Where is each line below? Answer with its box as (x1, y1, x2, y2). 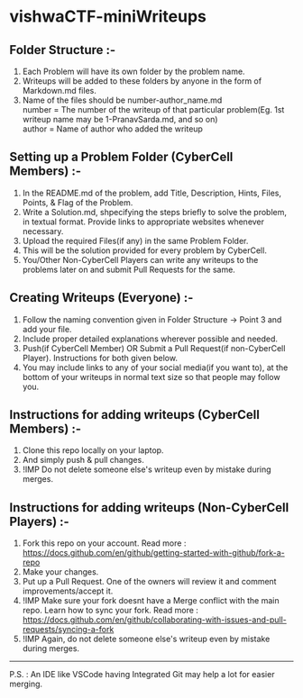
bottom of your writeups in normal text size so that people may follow (22, 371, 281, 382)
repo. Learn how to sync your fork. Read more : (22, 605, 198, 616)
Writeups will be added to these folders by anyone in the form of (22, 76, 262, 86)
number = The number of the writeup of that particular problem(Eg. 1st (22, 104, 285, 114)
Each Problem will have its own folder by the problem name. (22, 66, 245, 77)
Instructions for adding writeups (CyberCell (9, 407, 260, 422)
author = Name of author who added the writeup (22, 123, 203, 134)
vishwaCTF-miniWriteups (9, 6, 207, 27)
